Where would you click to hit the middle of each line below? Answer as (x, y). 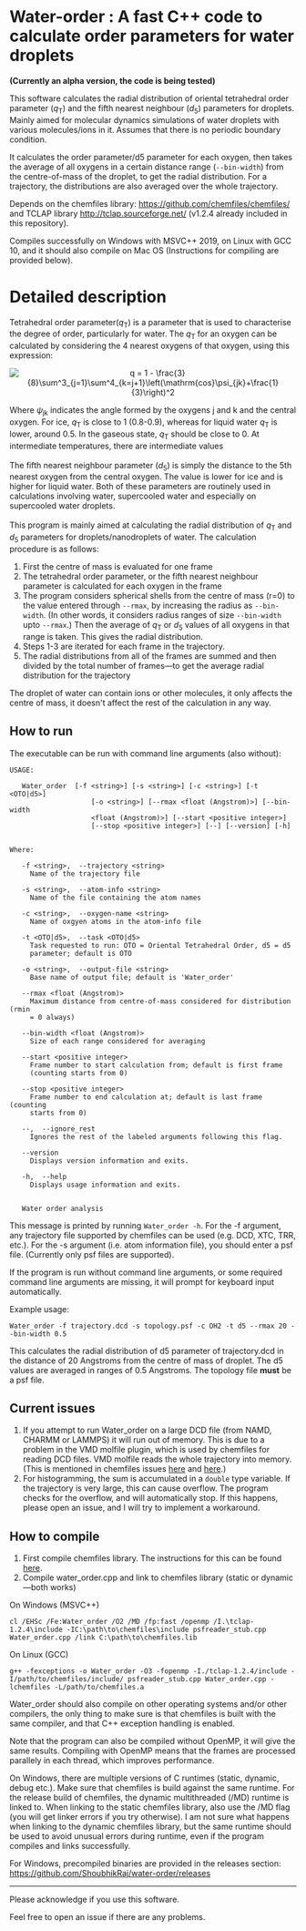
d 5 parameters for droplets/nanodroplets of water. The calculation (133, 538)
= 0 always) (52, 1017)
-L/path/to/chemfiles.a (99, 1688)
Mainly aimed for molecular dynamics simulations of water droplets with (144, 119)
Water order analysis (62, 1208)
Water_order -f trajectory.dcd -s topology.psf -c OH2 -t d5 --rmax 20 (148, 1326)
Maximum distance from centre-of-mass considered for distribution (160, 1001)
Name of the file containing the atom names (116, 898)
